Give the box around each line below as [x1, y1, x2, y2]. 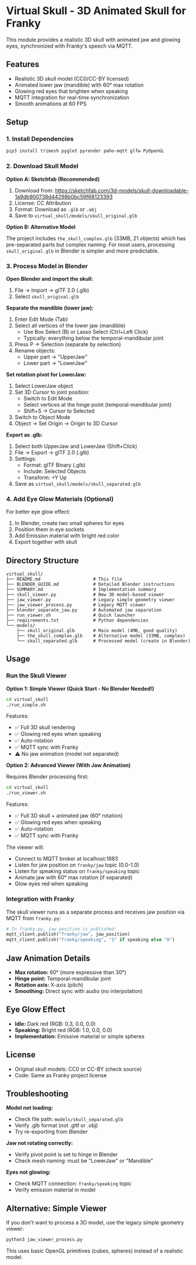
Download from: [14, 187, 54, 194]
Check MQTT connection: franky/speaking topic [14, 1180, 132, 1187]
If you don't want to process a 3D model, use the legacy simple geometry [6, 1219, 184, 1226]
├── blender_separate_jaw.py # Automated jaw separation [6, 607, 162, 613]
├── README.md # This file [6, 576, 122, 582]
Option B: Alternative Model [6, 223, 76, 230]
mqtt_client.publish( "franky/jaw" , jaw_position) [6, 931, 131, 937]
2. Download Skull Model [6, 162, 79, 170]
